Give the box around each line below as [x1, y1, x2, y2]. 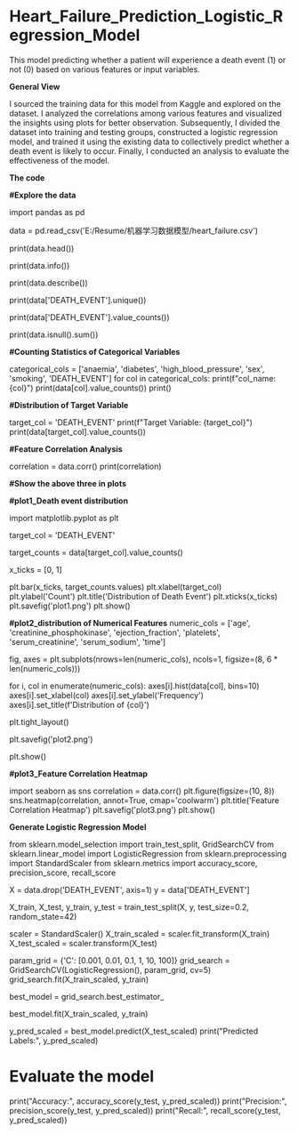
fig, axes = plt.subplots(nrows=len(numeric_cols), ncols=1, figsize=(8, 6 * [9, 654, 278, 664]
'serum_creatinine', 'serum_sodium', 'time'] [9, 636, 166, 647]
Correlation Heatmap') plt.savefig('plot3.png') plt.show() [9, 804, 216, 815]
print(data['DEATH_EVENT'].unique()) [9, 294, 147, 305]
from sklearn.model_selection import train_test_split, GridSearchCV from [9, 839, 274, 849]
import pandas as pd [9, 206, 85, 217]
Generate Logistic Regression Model [9, 821, 147, 832]
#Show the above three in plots [9, 478, 127, 488]
